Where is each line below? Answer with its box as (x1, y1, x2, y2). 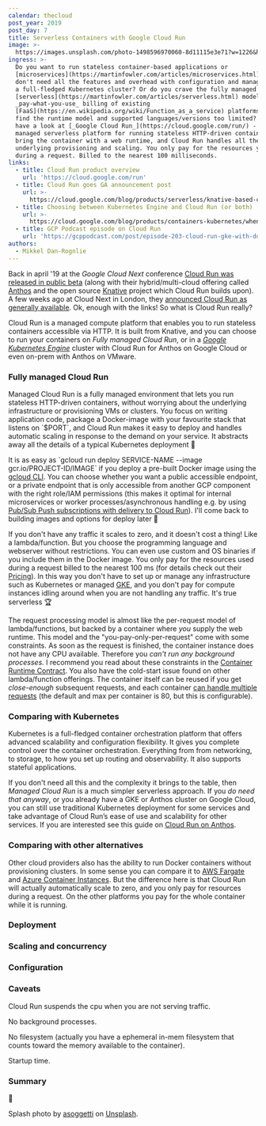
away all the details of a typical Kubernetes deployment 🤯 (8, 439, 196, 449)
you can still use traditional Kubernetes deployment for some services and (8, 803, 251, 812)
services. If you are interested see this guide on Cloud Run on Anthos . (8, 820, 237, 830)
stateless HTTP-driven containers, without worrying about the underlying (8, 398, 247, 407)
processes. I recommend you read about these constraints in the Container (8, 657, 253, 667)
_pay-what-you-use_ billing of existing (15, 100, 150, 108)
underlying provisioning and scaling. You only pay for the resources (15, 144, 253, 152)
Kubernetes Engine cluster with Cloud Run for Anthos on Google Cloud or (8, 343, 248, 352)
